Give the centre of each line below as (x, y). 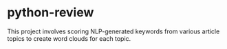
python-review (51, 13)
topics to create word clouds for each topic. (69, 38)
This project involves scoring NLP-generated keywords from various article (113, 31)
